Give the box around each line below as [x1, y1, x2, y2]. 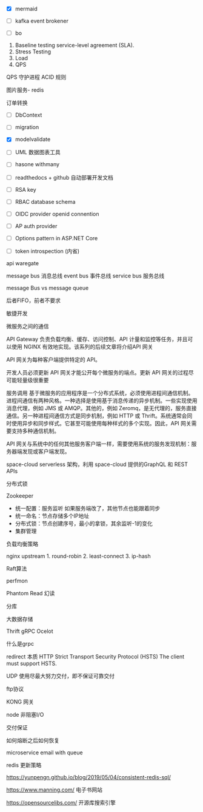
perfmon [6, 577, 28, 584]
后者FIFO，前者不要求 [6, 297, 61, 304]
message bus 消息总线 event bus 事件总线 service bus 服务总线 [6, 272, 165, 279]
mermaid [15, 5, 38, 12]
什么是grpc [6, 640, 35, 647]
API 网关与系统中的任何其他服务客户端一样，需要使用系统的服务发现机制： [6, 440, 192, 447]
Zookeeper [6, 492, 34, 499]
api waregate [6, 259, 39, 266]
